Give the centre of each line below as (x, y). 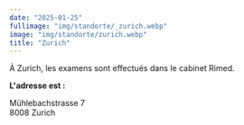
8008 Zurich (33, 112)
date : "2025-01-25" (46, 18)
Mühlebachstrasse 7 (47, 103)
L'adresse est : (38, 85)
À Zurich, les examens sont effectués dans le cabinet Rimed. (122, 68)
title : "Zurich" (40, 43)
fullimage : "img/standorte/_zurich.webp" (89, 26)
